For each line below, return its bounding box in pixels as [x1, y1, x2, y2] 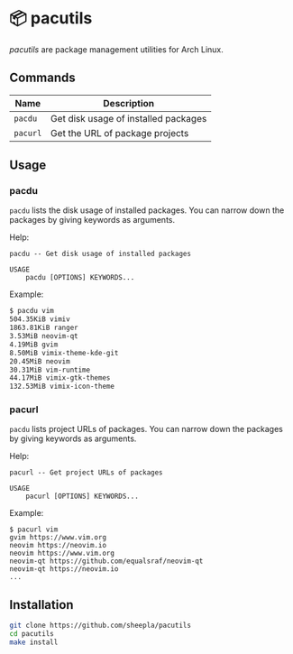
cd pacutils [9, 630, 54, 639]
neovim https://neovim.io [9, 541, 106, 550]
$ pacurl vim [9, 525, 59, 534]
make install [9, 638, 59, 647]
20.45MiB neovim [9, 356, 70, 366]
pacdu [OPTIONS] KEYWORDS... [25, 273, 135, 282]
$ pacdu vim [9, 307, 54, 316]
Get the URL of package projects [50, 126, 189, 139]
